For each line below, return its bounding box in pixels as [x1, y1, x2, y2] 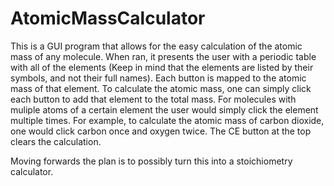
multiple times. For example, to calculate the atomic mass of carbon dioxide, [10, 114, 325, 126]
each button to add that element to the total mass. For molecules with [10, 93, 297, 105]
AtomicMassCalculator [10, 7, 206, 30]
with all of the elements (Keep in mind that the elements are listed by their [10, 61, 314, 73]
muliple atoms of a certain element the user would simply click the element [10, 103, 319, 116]
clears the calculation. [10, 135, 102, 147]
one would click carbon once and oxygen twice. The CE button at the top [10, 125, 312, 137]
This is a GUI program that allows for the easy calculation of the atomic [10, 40, 303, 52]
